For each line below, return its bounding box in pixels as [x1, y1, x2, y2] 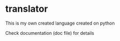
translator [5, 3, 49, 15]
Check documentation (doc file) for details [5, 30, 94, 36]
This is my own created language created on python [5, 20, 115, 26]
